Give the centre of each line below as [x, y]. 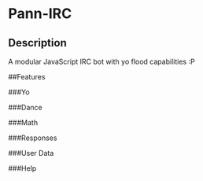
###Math [23, 122]
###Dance [25, 107]
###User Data [31, 153]
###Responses [33, 138]
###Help [22, 168]
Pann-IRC [40, 14]
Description [37, 43]
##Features [27, 77]
